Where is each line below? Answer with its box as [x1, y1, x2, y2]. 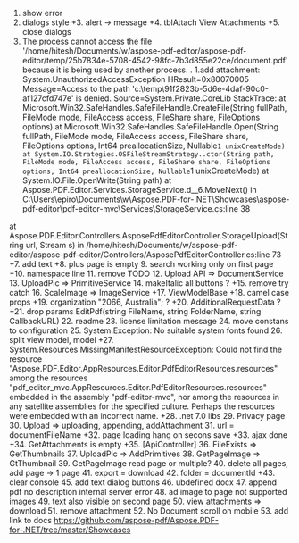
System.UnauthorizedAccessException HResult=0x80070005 [21, 74, 250, 84]
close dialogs [21, 27, 71, 37]
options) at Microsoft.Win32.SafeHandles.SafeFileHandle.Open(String [21, 121, 279, 132]
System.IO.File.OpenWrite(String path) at [21, 175, 172, 186]
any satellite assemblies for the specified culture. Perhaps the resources [9, 401, 275, 412]
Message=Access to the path [21, 84, 131, 94]
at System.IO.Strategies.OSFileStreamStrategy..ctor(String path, [21, 150, 275, 159]
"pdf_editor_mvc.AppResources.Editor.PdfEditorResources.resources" [9, 382, 268, 392]
